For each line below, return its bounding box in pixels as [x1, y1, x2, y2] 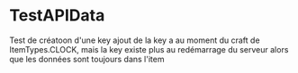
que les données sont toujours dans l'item [9, 53, 165, 64]
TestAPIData [9, 5, 105, 26]
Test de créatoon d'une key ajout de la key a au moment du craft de [9, 35, 260, 45]
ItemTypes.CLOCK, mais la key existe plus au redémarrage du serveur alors [9, 44, 289, 54]
